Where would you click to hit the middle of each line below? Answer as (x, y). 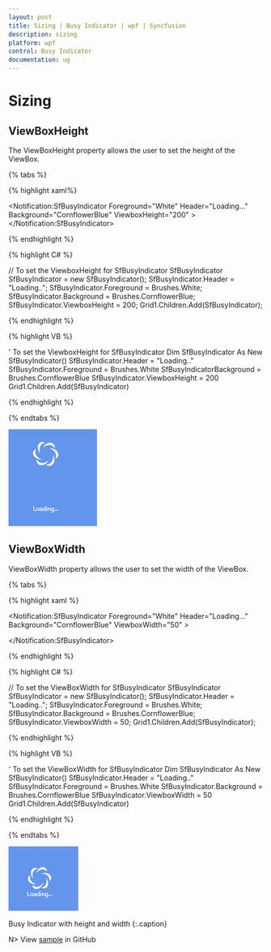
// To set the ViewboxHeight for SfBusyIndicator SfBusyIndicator (116, 270)
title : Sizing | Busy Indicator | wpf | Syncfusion (97, 26)
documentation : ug (39, 60)
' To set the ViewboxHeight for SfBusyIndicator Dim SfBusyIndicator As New (135, 352)
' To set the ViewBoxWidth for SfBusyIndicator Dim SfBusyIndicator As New (135, 769)
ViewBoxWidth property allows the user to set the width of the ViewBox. (129, 568)
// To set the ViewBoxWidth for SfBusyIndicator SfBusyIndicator (114, 687)
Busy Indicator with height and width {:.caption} (88, 924)
